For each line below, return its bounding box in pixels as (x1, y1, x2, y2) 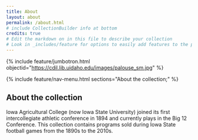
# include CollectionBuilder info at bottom (6, 25, 117, 31)
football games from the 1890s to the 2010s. (6, 127, 113, 134)
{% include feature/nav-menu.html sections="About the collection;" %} (6, 75, 179, 83)
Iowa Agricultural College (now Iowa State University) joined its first (6, 108, 170, 115)
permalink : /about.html (6, 19, 65, 25)
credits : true (6, 31, 41, 37)
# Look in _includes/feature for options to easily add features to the (6, 42, 189, 48)
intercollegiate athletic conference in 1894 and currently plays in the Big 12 (6, 115, 187, 122)
